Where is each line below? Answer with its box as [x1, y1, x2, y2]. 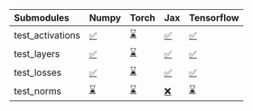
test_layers [14, 47, 61, 60]
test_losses [14, 66, 62, 79]
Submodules [14, 12, 70, 23]
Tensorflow [188, 12, 239, 23]
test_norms [14, 85, 61, 97]
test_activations [14, 29, 81, 42]
